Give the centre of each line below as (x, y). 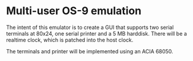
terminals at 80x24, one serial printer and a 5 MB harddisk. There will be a (96, 33)
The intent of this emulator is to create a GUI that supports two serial (90, 27)
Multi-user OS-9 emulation (74, 11)
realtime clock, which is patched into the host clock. (70, 40)
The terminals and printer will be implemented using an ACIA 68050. (90, 51)
